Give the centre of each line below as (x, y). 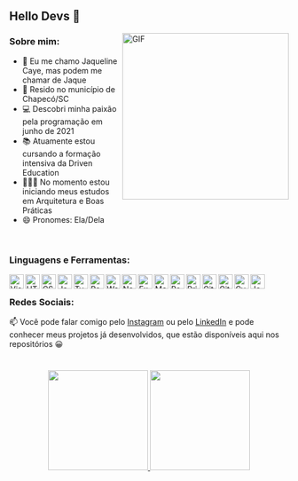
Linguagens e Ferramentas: (70, 260)
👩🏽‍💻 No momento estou (66, 182)
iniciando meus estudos (66, 191)
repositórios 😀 (36, 344)
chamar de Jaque (54, 80)
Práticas (37, 210)
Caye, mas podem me (62, 70)
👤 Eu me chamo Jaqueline (70, 61)
